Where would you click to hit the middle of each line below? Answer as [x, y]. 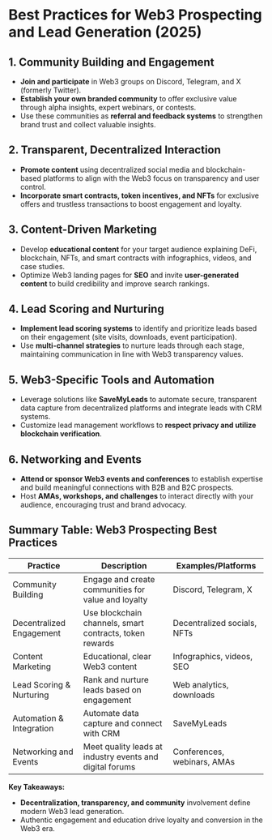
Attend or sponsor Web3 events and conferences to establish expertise [141, 479]
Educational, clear [117, 656]
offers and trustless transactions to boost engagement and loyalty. [131, 204]
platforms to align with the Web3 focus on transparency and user [152, 178]
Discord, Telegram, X [212, 589]
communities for [114, 589]
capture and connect [123, 723]
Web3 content [110, 666]
